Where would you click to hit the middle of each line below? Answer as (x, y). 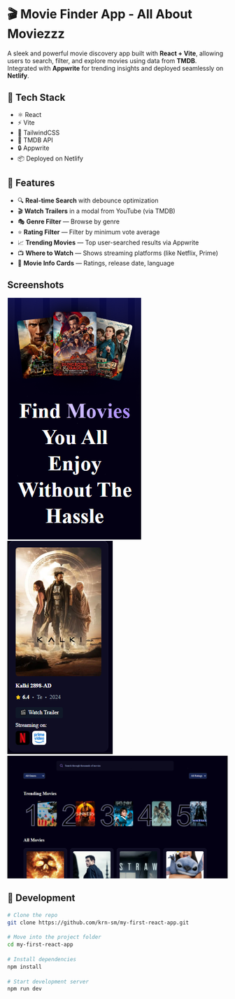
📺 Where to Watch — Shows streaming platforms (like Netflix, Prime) (117, 253)
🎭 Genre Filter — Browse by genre (69, 221)
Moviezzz (36, 34)
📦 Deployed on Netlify (50, 158)
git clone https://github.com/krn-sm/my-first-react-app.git (98, 923)
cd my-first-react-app (40, 945)
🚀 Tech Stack (36, 98)
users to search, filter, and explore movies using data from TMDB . (102, 60)
